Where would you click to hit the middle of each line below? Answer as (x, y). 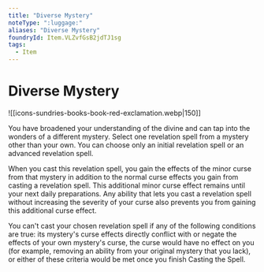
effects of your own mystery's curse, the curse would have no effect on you (131, 242)
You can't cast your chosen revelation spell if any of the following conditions (132, 225)
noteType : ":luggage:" (45, 23)
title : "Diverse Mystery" (50, 15)
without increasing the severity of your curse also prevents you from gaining (132, 202)
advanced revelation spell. (51, 153)
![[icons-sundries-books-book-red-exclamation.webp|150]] (104, 113)
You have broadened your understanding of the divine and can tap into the (129, 128)
